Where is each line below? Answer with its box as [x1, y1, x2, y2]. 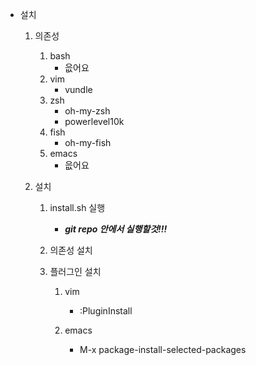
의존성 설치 [49, 244, 93, 256]
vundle [64, 84, 93, 95]
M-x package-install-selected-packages [79, 344, 247, 355]
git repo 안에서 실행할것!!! [64, 223, 168, 235]
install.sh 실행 [49, 202, 106, 213]
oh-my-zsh [64, 105, 111, 117]
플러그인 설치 [49, 266, 102, 277]
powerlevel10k [64, 116, 125, 127]
